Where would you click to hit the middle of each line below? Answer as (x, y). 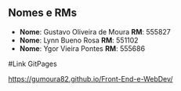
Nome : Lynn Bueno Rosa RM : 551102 (79, 40)
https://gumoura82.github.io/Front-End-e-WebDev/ (91, 78)
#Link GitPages (33, 64)
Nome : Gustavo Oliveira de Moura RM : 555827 (95, 31)
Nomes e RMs (42, 13)
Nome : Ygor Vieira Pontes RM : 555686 (82, 48)
